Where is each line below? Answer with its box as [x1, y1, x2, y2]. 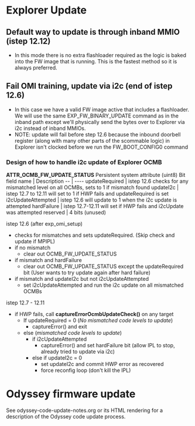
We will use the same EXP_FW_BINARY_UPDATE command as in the [14, 112, 179, 119]
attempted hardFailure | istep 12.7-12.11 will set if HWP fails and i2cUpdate [6, 203, 184, 210]
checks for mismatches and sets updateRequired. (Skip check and [14, 232, 175, 239]
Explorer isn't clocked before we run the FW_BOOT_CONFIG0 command [14, 143, 189, 150]
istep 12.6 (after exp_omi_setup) [6, 220, 83, 227]
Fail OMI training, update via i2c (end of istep [6, 81, 173, 91]
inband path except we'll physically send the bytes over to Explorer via [14, 118, 186, 125]
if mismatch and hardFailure [14, 257, 82, 264]
